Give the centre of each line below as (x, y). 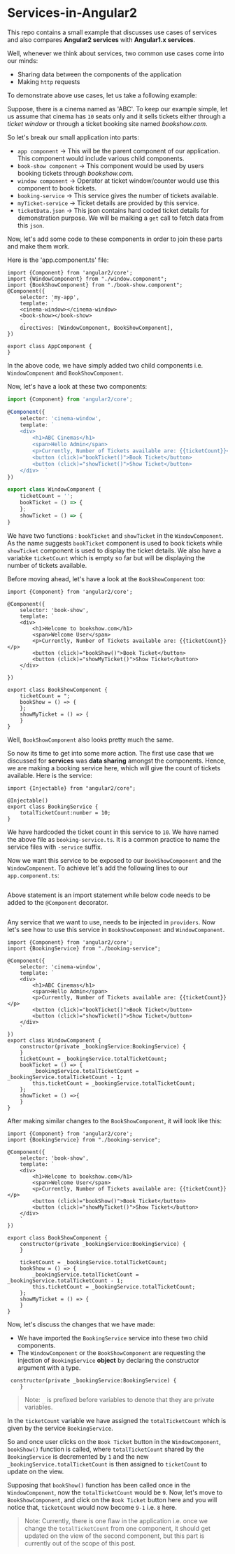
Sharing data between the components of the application (99, 74)
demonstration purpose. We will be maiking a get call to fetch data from (120, 218)
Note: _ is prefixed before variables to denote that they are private (119, 1399)
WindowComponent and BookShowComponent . (65, 373)
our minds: (23, 60)
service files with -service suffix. (55, 847)
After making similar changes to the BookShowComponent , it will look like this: (115, 1121)
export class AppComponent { (50, 346)
